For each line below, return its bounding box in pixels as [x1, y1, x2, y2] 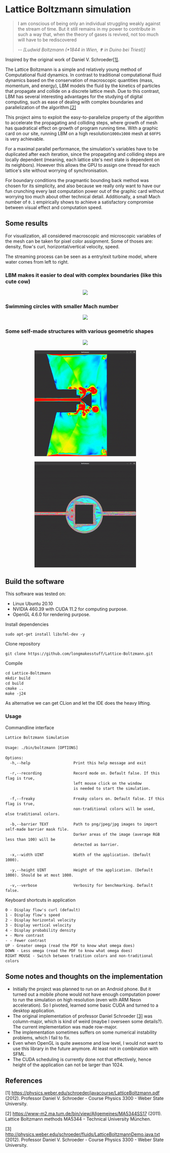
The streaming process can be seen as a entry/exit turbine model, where [5, 253, 157, 260]
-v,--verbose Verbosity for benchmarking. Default [10, 883, 153, 888]
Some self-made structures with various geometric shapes [5, 328, 154, 335]
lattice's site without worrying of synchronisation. [5, 167, 109, 173]
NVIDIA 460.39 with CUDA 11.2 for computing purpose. [12, 606, 128, 612]
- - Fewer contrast [5, 938, 47, 943]
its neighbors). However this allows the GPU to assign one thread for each [5, 162, 160, 168]
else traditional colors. [5, 811, 60, 816]
